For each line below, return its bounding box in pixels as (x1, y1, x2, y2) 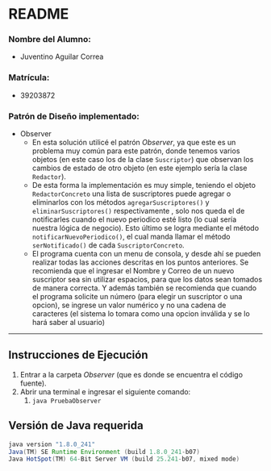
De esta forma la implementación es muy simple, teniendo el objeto (31, 181, 256, 190)
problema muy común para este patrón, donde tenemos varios (31, 146, 240, 156)
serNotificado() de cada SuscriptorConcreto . (31, 240, 185, 250)
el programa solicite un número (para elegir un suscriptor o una (31, 292, 243, 302)
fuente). (19, 378, 47, 388)
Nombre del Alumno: (8, 34, 91, 45)
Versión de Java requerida (8, 419, 144, 432)
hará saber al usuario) (31, 318, 106, 327)
